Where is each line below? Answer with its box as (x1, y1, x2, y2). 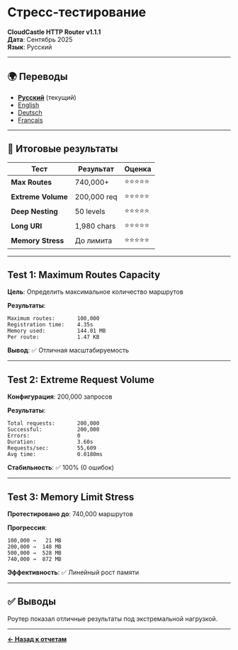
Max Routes (11, 178, 52, 188)
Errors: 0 (7, 433, 81, 440)
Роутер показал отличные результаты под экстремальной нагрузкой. (7, 614, 218, 623)
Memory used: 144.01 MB (7, 327, 106, 335)
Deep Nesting (11, 207, 58, 217)
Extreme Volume (11, 192, 69, 202)
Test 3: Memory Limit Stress (7, 491, 135, 503)
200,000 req (74, 192, 118, 202)
